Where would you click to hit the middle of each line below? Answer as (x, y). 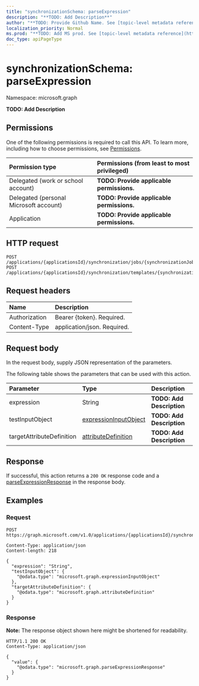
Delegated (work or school (46, 181)
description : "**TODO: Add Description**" (59, 17)
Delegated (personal (38, 198)
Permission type (33, 167)
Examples (25, 500)
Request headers (38, 291)
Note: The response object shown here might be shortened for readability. (97, 630)
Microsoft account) (36, 205)
